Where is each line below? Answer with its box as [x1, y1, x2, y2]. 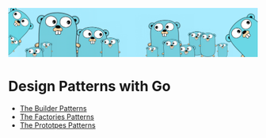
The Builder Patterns [19, 103, 87, 113]
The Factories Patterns [19, 112, 95, 121]
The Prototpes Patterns [19, 120, 97, 130]
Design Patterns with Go [8, 78, 171, 95]
